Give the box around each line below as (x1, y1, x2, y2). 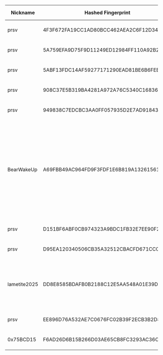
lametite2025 (7, 281, 39, 287)
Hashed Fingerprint (84, 9, 130, 16)
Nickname (11, 9, 35, 16)
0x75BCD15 (7, 336, 36, 343)
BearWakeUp (7, 166, 38, 173)
